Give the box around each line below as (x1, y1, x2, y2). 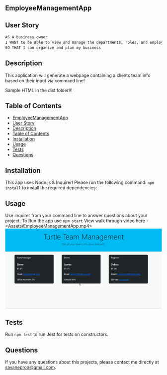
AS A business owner (5, 35, 48, 40)
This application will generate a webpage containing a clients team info (5, 72, 151, 78)
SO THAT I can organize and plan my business (5, 45, 101, 50)
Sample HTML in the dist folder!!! (5, 87, 73, 93)
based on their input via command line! (5, 77, 85, 84)
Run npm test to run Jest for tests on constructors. (5, 331, 108, 338)
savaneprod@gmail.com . (5, 365, 56, 371)
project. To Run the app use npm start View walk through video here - (5, 218, 149, 224)
